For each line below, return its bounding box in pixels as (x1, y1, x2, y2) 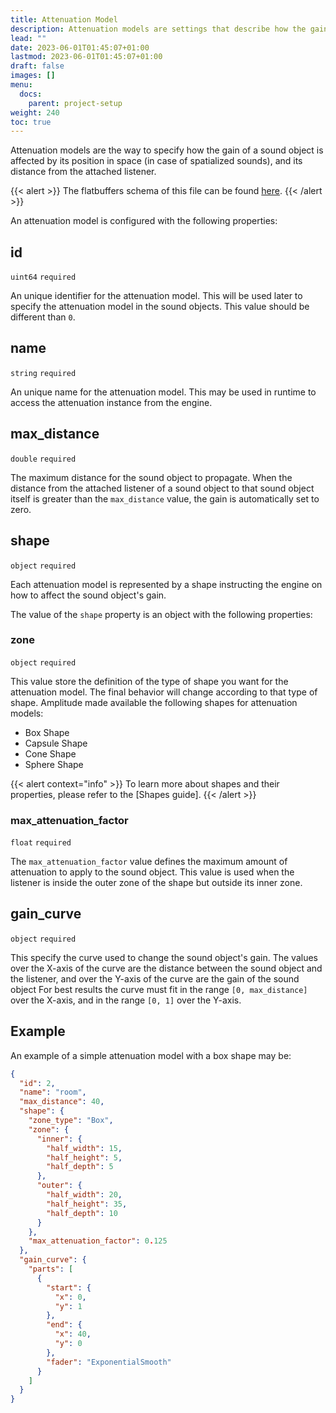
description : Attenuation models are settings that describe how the (10, 24, 307, 34)
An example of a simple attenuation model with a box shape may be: (10, 1049, 292, 1061)
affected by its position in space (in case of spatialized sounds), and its (10, 155, 303, 167)
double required (10, 454, 77, 464)
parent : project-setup (28, 98, 123, 108)
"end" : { (46, 1320, 83, 1330)
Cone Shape (24, 747, 77, 760)
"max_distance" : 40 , (19, 1097, 105, 1107)
